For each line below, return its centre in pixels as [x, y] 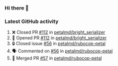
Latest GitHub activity [32, 21]
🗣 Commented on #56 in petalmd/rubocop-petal [62, 51]
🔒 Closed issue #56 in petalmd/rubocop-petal [59, 43]
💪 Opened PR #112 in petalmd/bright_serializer [59, 38]
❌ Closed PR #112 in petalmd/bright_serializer [59, 32]
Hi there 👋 [17, 8]
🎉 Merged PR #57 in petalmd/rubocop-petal [57, 58]
